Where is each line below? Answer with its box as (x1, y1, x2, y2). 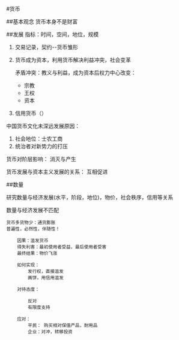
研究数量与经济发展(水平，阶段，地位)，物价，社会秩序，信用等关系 (6, 194, 174, 201)
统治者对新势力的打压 (14, 143, 68, 150)
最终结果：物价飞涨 (17, 250, 58, 257)
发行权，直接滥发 (28, 269, 64, 275)
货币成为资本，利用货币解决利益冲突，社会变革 (14, 56, 131, 63)
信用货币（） (14, 110, 47, 117)
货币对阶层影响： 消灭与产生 (6, 156, 76, 162)
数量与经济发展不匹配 (6, 207, 59, 213)
